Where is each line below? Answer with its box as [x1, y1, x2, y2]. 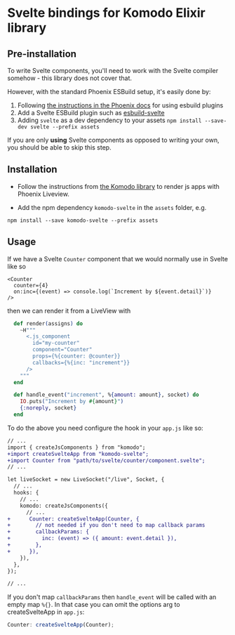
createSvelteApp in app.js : [7, 608, 85, 616]
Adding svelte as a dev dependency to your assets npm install [17, 116, 202, 124]
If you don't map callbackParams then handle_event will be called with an [7, 593, 217, 601]
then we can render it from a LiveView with [7, 306, 131, 315]
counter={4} [13, 282, 49, 289]
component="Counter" [32, 346, 93, 353]
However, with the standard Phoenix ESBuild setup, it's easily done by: [7, 88, 211, 96]
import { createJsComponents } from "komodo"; [7, 444, 146, 451]
